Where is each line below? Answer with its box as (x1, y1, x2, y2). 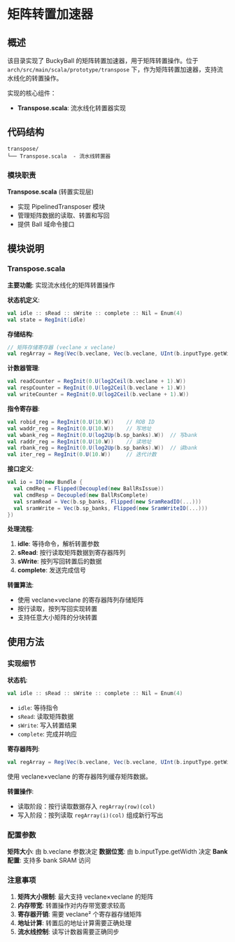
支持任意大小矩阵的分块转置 (17, 613, 98, 621)
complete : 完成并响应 (17, 729, 78, 738)
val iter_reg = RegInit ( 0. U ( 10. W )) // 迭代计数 (7, 451, 157, 458)
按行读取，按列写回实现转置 (17, 605, 98, 613)
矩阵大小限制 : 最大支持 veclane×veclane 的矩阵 (17, 892, 154, 901)
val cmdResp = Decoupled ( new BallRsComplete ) (13, 492, 149, 499)
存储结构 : (7, 330, 34, 338)
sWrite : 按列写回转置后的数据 (17, 557, 103, 565)
